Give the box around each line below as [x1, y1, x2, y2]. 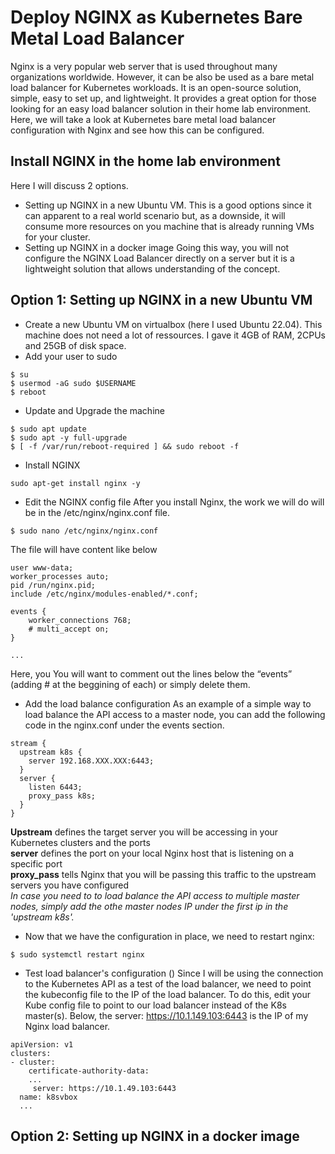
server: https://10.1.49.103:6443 [32, 1083, 177, 1093]
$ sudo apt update [10, 424, 87, 434]
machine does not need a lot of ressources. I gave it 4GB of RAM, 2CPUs [24, 329, 326, 341]
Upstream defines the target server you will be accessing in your [10, 826, 279, 838]
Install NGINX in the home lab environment [10, 153, 281, 170]
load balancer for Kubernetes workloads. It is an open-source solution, [10, 81, 302, 93]
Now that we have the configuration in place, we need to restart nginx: [24, 930, 315, 942]
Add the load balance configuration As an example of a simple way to [24, 697, 312, 710]
